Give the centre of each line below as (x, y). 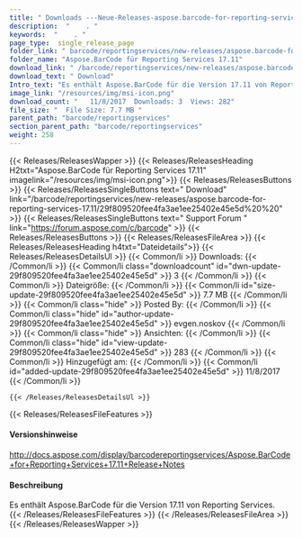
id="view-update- (135, 342)
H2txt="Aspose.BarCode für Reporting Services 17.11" (108, 170)
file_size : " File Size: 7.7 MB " (76, 110)
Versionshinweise (44, 434)
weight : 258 (31, 135)
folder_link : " (38, 51)
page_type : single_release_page (72, 43)
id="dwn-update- (249, 266)
